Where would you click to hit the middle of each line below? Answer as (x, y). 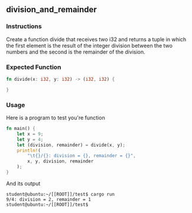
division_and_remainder (52, 10)
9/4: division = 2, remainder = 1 (49, 199)
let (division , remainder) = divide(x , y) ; (71, 145)
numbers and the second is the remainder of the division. (76, 52)
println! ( (29, 150)
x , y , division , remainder (61, 161)
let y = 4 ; (30, 139)
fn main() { (21, 129)
